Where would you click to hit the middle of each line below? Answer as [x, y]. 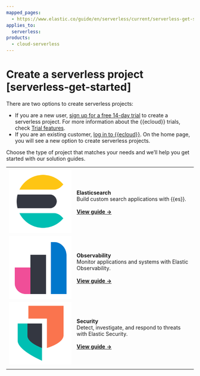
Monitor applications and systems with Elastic [132, 262]
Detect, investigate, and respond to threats [129, 328]
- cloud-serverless [36, 44]
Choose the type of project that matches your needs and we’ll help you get [98, 152]
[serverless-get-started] [69, 87]
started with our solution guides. [46, 158]
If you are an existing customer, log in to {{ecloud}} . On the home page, [102, 134]
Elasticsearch [94, 192]
